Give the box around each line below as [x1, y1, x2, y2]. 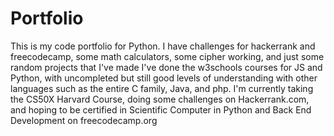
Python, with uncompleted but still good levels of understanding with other [10, 72, 318, 84]
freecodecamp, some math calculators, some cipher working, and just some [10, 50, 325, 62]
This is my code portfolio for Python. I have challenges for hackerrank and [10, 40, 316, 52]
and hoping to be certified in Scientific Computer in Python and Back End [10, 103, 312, 116]
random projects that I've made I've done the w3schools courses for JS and [10, 61, 323, 73]
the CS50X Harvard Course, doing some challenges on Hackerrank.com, [10, 93, 310, 105]
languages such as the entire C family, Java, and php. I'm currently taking [10, 82, 314, 94]
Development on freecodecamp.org [10, 114, 158, 126]
